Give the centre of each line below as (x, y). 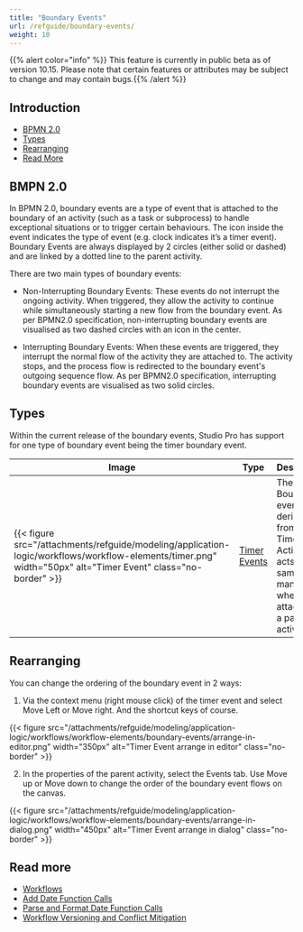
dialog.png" (31, 829)
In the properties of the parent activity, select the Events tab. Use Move (155, 773)
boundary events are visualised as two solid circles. (118, 385)
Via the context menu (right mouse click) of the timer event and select (152, 700)
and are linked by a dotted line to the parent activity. (106, 256)
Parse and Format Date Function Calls (92, 909)
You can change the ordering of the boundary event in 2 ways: (125, 683)
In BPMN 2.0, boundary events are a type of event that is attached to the (144, 208)
